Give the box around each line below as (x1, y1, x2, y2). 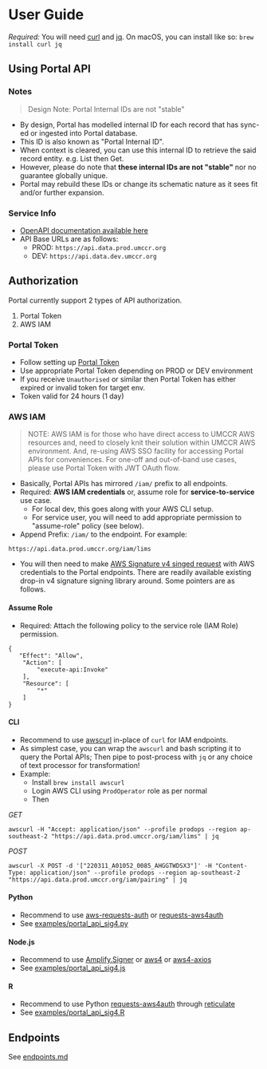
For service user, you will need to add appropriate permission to (31, 513, 241, 522)
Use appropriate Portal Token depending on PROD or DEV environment (19, 366, 253, 376)
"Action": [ (22, 659, 62, 667)
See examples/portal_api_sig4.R (19, 1008, 125, 1017)
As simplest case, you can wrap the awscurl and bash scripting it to (19, 743, 241, 753)
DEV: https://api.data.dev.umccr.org (31, 251, 157, 260)
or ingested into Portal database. (30, 128, 138, 137)
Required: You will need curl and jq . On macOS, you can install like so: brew (8, 32, 254, 42)
